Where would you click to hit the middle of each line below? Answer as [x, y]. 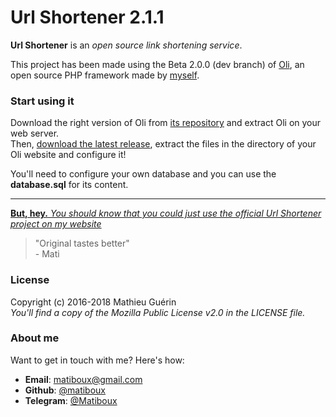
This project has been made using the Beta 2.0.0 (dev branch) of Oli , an [157, 64]
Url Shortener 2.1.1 [87, 17]
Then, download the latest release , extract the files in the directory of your [163, 144]
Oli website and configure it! [68, 155]
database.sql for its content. [69, 185]
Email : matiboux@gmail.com [83, 379]
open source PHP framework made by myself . [105, 75]
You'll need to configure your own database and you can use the [143, 174]
